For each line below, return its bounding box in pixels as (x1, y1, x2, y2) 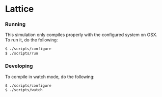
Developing (5, 62, 33, 69)
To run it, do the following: (5, 37, 58, 43)
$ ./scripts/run (5, 51, 38, 56)
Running (5, 21, 26, 28)
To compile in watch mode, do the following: (5, 74, 95, 79)
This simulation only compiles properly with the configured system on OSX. (5, 32, 158, 38)
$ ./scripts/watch (5, 88, 43, 93)
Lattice (5, 3, 34, 15)
